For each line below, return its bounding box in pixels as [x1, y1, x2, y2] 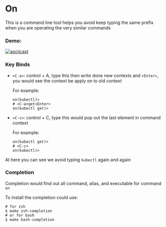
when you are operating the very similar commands [5, 24, 111, 30]
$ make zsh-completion [5, 208, 52, 214]
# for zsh [5, 204, 26, 209]
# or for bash [5, 213, 35, 218]
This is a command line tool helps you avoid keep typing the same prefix [5, 19, 154, 25]
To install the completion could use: [5, 194, 78, 200]
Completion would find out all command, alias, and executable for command [5, 180, 162, 186]
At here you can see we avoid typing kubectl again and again [5, 157, 131, 163]
